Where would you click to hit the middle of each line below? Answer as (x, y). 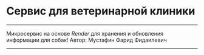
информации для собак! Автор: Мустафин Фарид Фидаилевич (87, 40)
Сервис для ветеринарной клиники (101, 11)
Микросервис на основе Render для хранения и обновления (85, 33)
